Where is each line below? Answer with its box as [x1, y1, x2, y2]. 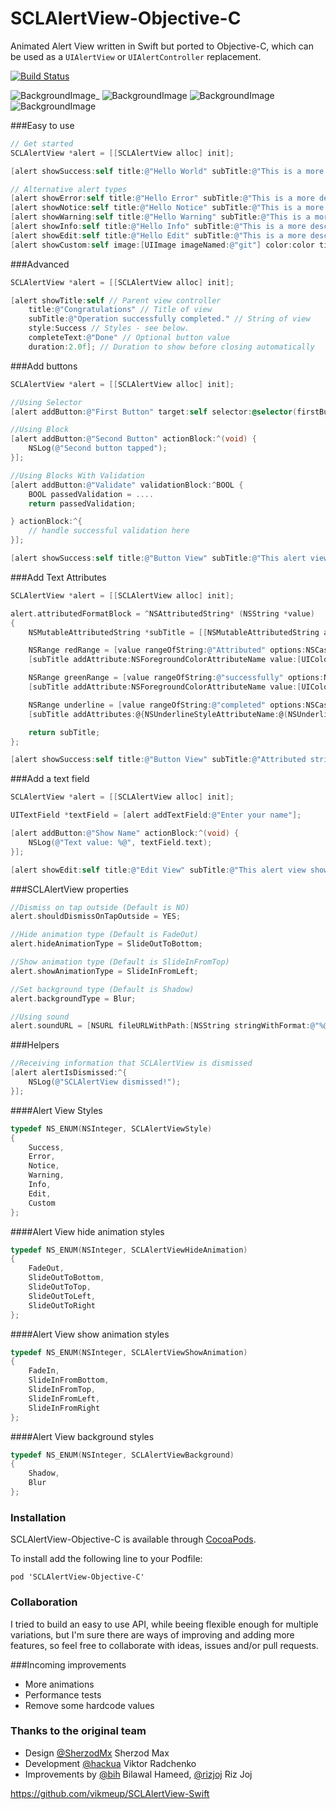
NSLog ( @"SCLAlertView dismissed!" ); [28, 1077, 182, 1087]
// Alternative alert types [10, 184, 128, 194]
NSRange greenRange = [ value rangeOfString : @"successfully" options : [28, 673, 325, 683]
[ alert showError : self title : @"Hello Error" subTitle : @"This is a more [10, 193, 315, 204]
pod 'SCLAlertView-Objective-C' [10, 1572, 145, 1582]
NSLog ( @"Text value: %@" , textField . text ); [28, 837, 213, 847]
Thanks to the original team [10, 1724, 147, 1738]
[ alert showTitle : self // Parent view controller [10, 295, 222, 306]
